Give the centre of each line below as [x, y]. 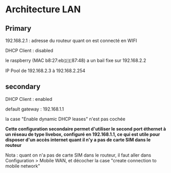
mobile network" [23, 166]
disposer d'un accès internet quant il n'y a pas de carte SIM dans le [78, 140]
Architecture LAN [43, 9]
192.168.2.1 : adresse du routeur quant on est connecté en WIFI [71, 40]
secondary [23, 87]
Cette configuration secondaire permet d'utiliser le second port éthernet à [86, 128]
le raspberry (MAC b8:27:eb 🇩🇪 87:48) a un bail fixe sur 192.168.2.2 [76, 60]
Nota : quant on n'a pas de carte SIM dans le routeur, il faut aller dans [78, 155]
